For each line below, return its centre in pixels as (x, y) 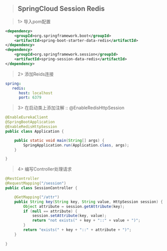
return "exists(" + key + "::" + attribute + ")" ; (77, 230)
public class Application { (35, 131)
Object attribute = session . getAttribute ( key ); (74, 206)
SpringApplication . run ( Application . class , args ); (76, 145)
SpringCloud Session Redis (61, 9)
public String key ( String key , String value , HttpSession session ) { (89, 202)
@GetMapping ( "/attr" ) (37, 197)
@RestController (22, 179)
